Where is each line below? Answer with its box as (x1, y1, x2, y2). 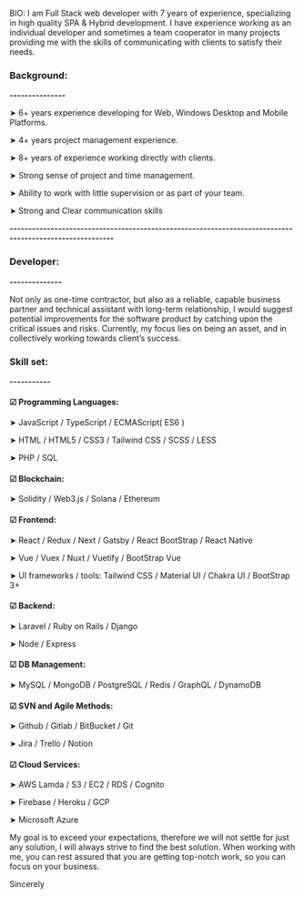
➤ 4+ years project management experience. (9, 135, 179, 146)
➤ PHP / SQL (9, 453, 58, 464)
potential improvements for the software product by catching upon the (9, 313, 273, 324)
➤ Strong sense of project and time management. (9, 170, 196, 181)
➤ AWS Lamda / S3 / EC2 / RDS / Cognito (9, 779, 166, 791)
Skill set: (9, 355, 48, 368)
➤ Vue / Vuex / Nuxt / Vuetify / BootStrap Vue (9, 552, 182, 563)
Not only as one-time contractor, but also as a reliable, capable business (9, 293, 281, 304)
